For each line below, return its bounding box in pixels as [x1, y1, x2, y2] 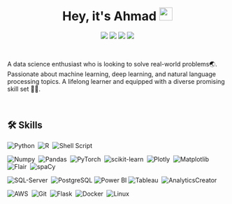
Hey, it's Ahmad [62, 8, 157, 24]
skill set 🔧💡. [7, 85, 41, 93]
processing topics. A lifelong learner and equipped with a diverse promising [7, 77, 225, 85]
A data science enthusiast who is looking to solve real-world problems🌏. [7, 59, 218, 68]
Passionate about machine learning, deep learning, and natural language [7, 70, 217, 78]
